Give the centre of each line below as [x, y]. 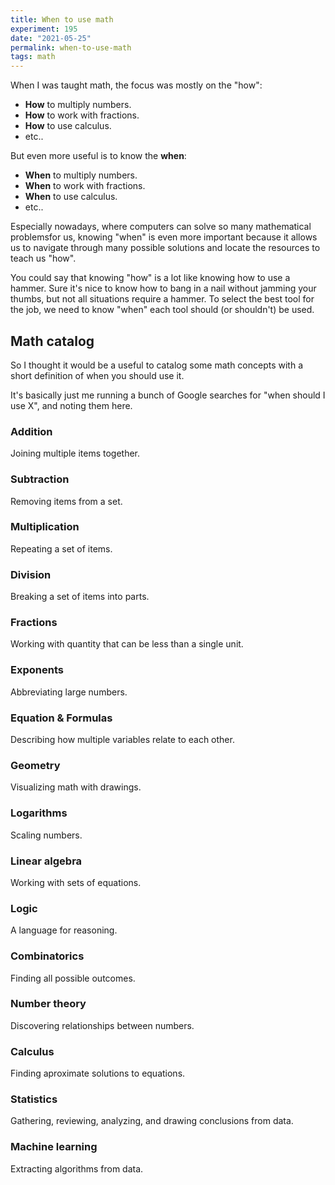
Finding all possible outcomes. [73, 978]
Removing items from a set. [66, 501]
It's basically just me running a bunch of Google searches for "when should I [168, 395]
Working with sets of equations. [76, 882]
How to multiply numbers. [78, 105]
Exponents [37, 670]
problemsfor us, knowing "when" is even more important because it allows [164, 237]
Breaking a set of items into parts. [80, 597]
